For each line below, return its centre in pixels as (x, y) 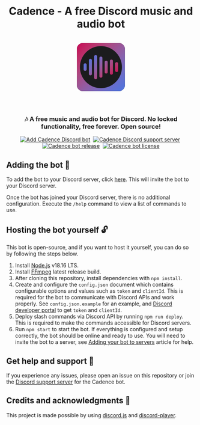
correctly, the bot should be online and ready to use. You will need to (100, 336)
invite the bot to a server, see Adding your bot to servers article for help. (104, 342)
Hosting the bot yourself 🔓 (57, 230)
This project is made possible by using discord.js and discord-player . (92, 415)
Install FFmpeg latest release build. (58, 272)
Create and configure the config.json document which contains (94, 285)
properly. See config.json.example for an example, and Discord (93, 304)
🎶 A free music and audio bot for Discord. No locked (101, 119)
